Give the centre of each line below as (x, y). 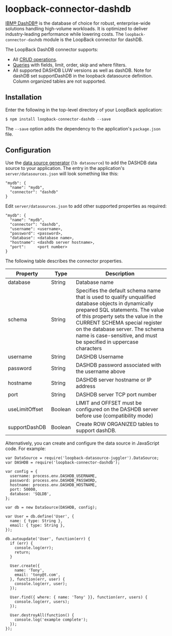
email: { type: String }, (38, 525)
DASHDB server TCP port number (116, 394)
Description (120, 274)
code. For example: (26, 448)
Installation (24, 97)
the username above (101, 371)
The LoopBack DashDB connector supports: (52, 49)
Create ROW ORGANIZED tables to (117, 424)
